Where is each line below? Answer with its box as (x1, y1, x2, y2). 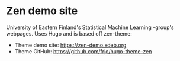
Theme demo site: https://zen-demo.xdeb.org (14, 41, 127, 49)
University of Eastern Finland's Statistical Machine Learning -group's (6, 24, 174, 31)
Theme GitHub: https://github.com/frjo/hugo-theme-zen (14, 47, 152, 54)
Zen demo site (6, 4, 78, 18)
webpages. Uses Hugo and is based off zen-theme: (6, 30, 132, 37)
